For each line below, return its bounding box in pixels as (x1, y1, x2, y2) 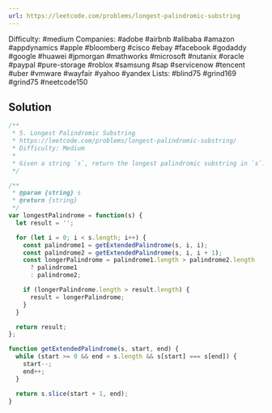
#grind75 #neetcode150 (8, 77, 88, 86)
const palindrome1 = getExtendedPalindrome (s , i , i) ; (23, 241, 208, 249)
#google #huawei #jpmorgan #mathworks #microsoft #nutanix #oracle (8, 51, 244, 61)
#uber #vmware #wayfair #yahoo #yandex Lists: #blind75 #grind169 (8, 68, 237, 78)
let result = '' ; (15, 219, 74, 227)
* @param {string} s (11, 189, 82, 197)
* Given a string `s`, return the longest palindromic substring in (11, 159, 249, 167)
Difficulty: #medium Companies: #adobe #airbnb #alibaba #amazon (8, 34, 235, 44)
